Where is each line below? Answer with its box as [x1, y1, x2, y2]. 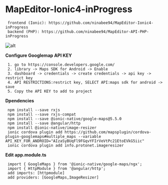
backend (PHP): [7, 29, 40, 34]
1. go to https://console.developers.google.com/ [7, 62, 115, 67]
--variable [78, 134, 101, 139]
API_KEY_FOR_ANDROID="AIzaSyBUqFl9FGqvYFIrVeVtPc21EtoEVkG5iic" [5, 138, 145, 143]
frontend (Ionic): [7, 20, 47, 25]
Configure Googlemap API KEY [5, 52, 72, 58]
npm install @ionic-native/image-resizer [7, 125, 97, 130]
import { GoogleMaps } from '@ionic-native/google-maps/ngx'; [7, 161, 143, 167]
